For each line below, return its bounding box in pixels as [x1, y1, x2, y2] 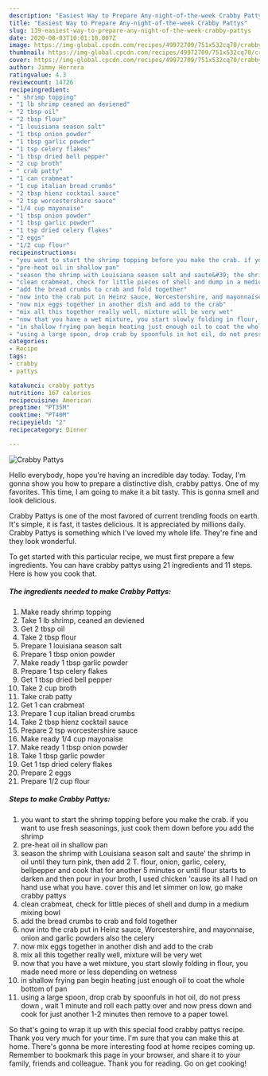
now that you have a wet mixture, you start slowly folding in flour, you [20, 958, 249, 968]
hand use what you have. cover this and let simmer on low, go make [20, 882, 243, 892]
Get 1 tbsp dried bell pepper [20, 675, 112, 684]
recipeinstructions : [9, 248, 78, 256]
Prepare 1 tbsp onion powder [20, 649, 115, 659]
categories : [9, 338, 49, 346]
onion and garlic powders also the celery [20, 933, 155, 942]
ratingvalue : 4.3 [9, 71, 67, 79]
